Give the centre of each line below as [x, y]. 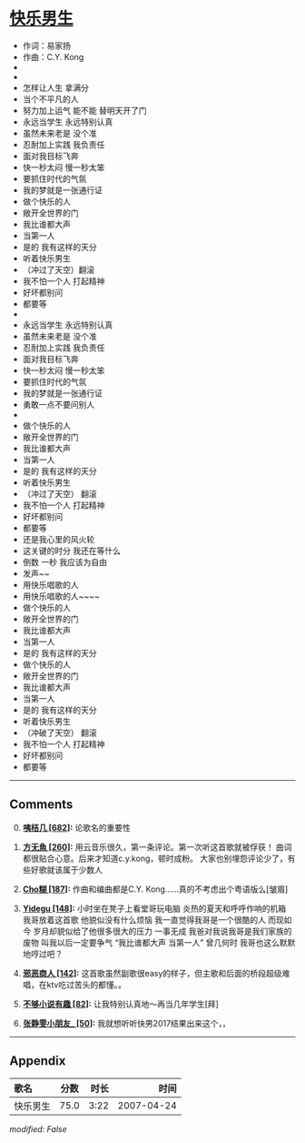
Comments [41, 805]
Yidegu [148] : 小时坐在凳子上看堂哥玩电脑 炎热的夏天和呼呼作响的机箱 [154, 908]
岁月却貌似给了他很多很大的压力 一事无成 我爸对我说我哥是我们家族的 [162, 931]
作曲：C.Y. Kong [53, 56]
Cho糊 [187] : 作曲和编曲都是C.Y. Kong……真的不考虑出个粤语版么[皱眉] [155, 889]
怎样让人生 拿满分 [55, 87]
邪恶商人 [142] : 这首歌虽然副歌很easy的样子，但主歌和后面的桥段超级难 [156, 973]
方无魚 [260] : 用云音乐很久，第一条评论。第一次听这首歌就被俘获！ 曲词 [157, 846]
